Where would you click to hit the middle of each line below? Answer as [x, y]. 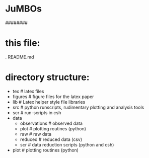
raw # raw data [36, 134]
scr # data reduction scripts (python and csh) [67, 144]
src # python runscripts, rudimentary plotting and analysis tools [78, 107]
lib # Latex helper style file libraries [49, 102]
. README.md [20, 57]
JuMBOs [23, 9]
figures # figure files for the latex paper [53, 97]
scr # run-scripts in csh [37, 112]
